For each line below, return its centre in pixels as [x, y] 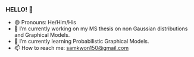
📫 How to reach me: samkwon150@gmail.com [71, 48]
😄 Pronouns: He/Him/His [45, 23]
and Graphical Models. [42, 35]
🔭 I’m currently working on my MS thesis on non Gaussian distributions [101, 28]
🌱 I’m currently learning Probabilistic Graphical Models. [82, 42]
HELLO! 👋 [19, 9]
